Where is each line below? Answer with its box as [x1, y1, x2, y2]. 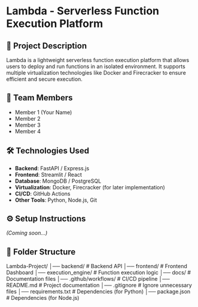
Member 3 [14, 121, 41, 128]
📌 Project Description [6, 41, 87, 51]
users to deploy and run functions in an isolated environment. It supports [6, 63, 185, 70]
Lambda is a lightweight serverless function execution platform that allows [6, 57, 190, 63]
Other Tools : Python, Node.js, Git [14, 196, 98, 204]
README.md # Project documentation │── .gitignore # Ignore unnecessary [6, 282, 193, 289]
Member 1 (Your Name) [14, 109, 72, 116]
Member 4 [14, 127, 41, 135]
